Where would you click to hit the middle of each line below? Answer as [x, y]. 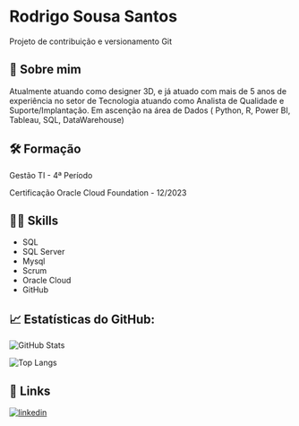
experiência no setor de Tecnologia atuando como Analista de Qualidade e [147, 100]
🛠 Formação [45, 149]
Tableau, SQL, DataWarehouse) [67, 119]
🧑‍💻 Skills [34, 220]
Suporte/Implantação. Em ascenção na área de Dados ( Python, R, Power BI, [150, 110]
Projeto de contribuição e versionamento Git [91, 41]
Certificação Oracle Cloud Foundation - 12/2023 [98, 192]
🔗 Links [30, 391]
